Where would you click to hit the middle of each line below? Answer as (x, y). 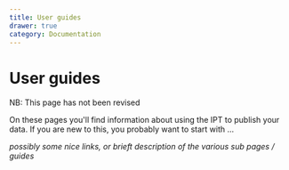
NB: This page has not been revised (75, 102)
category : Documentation (55, 34)
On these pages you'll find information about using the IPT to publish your (144, 120)
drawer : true (33, 26)
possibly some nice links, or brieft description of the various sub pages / (142, 147)
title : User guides (45, 17)
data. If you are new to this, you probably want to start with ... (122, 129)
